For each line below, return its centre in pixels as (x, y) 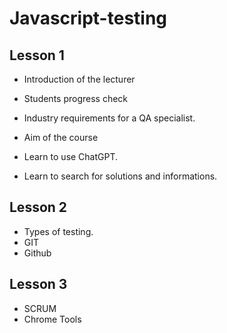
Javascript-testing (88, 18)
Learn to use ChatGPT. (71, 156)
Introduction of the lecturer (79, 79)
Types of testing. (58, 231)
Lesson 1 (37, 55)
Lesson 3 (38, 284)
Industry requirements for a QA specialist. (109, 118)
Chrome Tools (52, 319)
